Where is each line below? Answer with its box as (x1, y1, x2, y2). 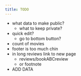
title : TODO (5, 7, 29, 12)
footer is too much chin (12, 46, 58, 51)
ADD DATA (12, 66, 34, 72)
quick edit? (12, 30, 34, 36)
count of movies (12, 40, 44, 46)
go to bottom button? (19, 36, 61, 41)
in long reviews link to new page (12, 51, 76, 57)
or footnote (19, 61, 42, 67)
